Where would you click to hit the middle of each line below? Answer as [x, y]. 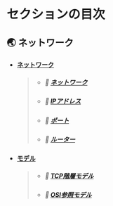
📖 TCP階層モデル [69, 176]
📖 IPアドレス [63, 101]
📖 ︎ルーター [60, 139]
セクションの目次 [56, 14]
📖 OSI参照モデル [68, 195]
